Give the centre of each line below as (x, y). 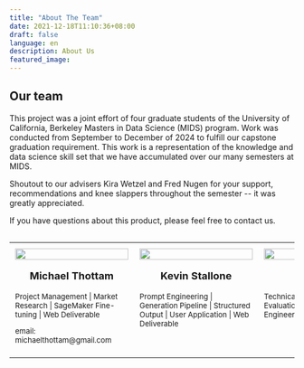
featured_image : (40, 60)
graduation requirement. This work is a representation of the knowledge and (152, 146)
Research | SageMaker (54, 305)
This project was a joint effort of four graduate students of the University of (150, 118)
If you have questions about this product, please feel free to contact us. (142, 220)
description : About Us (52, 52)
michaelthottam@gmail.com (63, 340)
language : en (34, 43)
